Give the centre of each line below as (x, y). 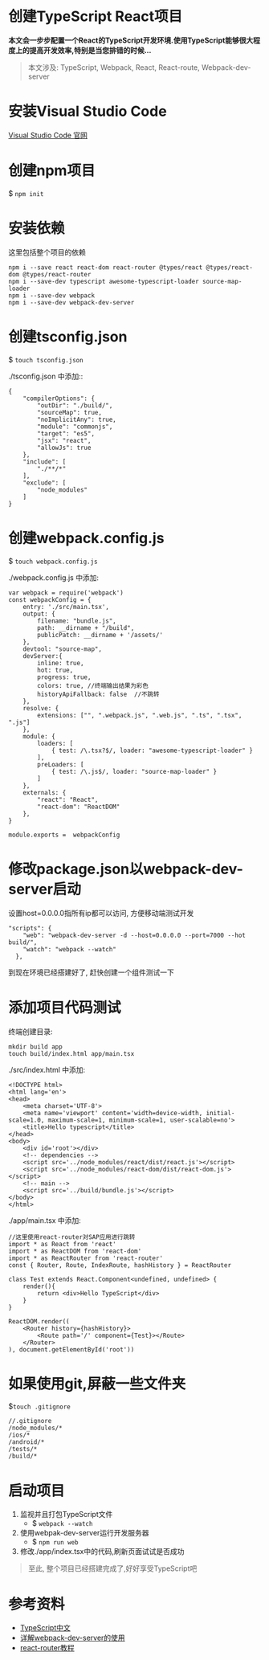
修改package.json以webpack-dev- (126, 869)
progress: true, (64, 677)
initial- (220, 1113)
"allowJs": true (64, 448)
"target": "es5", (66, 433)
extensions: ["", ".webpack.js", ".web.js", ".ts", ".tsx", (140, 715)
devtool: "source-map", (63, 649)
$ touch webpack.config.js (53, 561)
